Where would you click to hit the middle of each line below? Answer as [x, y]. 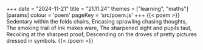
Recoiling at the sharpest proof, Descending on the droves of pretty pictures [102, 34]
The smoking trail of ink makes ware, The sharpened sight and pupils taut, [99, 28]
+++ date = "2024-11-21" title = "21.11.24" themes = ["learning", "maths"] [97, 9]
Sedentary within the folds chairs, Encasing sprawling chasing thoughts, [97, 21]
